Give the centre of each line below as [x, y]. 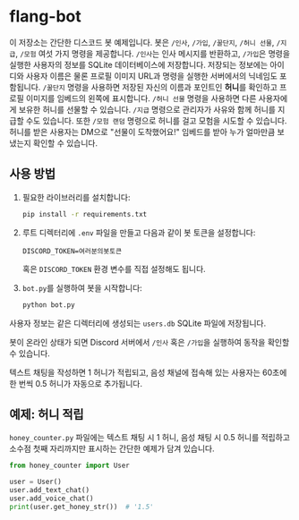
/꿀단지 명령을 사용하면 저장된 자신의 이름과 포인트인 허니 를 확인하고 [160, 87]
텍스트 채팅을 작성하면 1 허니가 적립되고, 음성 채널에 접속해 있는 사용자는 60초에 [148, 372]
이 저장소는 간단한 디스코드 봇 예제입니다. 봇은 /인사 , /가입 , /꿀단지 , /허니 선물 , [142, 42]
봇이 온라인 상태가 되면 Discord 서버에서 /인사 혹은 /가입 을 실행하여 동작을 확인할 [149, 342]
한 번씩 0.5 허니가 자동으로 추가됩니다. [76, 383]
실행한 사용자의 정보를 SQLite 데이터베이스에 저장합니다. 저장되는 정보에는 [139, 64]
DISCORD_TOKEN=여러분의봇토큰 [72, 251]
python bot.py [48, 305]
